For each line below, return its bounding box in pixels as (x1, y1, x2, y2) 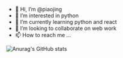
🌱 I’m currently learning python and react (14, 19, 118, 25)
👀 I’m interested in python (14, 12, 79, 19)
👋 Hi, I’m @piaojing (14, 6, 62, 13)
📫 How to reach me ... (14, 32, 71, 38)
